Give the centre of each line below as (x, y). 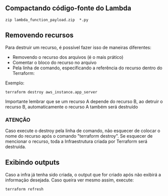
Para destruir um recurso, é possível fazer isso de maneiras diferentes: (78, 47)
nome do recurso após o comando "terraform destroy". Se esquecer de (79, 136)
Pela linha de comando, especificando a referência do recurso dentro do (87, 68)
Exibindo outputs (32, 163)
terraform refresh (24, 189)
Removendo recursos (39, 35)
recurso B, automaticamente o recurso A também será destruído (72, 107)
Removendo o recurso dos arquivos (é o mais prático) (68, 57)
